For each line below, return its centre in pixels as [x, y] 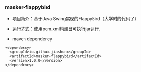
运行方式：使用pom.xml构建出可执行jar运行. [56, 29]
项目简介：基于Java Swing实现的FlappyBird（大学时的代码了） [75, 19]
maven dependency [32, 39]
